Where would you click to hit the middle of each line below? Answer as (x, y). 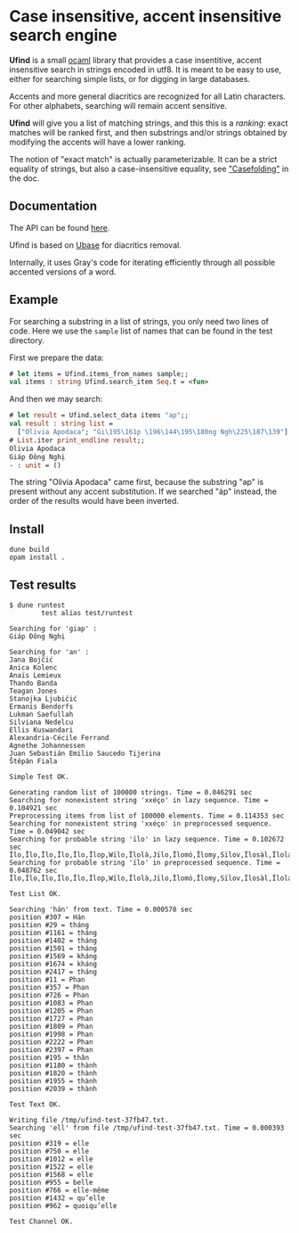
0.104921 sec (33, 809)
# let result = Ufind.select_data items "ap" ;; (99, 415)
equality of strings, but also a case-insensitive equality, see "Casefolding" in (149, 169)
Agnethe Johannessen (48, 746)
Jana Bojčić (31, 660)
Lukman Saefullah (41, 715)
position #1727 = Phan (51, 1019)
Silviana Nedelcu (41, 723)
